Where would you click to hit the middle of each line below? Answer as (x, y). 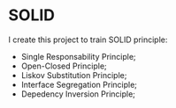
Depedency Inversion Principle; (78, 94)
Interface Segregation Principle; (79, 84)
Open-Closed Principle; (64, 66)
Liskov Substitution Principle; (74, 75)
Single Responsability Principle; (78, 56)
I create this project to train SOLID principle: (88, 40)
